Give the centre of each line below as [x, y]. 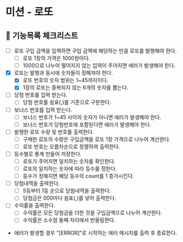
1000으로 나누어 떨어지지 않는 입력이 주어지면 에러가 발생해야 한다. [99, 66]
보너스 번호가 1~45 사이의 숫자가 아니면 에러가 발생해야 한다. [92, 117]
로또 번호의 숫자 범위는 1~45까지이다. [65, 80]
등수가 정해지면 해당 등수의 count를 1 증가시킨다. [78, 176]
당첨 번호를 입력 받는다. [41, 95]
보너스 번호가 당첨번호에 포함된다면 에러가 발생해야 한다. [87, 125]
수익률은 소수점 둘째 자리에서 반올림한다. [69, 220]
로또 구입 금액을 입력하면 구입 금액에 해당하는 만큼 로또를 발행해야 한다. [95, 51]
